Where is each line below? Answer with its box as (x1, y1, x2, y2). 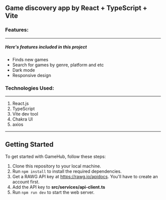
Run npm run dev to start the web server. (12, 189, 95, 195)
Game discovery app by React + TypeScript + (5, 4, 147, 12)
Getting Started (5, 140, 54, 149)
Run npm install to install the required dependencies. (12, 168, 122, 174)
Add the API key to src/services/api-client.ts (12, 184, 105, 190)
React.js (12, 100, 29, 106)
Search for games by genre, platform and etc (12, 62, 104, 68)
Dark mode (12, 67, 36, 73)
